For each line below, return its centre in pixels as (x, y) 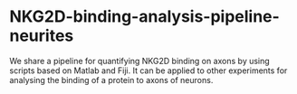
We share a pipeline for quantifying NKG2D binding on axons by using (139, 61)
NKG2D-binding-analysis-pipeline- (145, 17)
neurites (42, 36)
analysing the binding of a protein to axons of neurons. (111, 80)
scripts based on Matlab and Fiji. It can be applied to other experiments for (148, 70)
